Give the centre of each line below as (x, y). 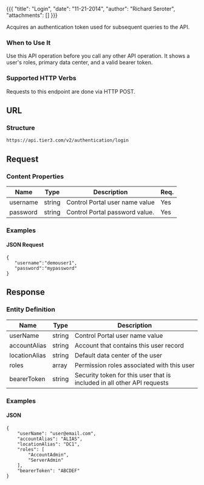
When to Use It (29, 43)
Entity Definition (31, 309)
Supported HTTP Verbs (42, 78)
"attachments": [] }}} (32, 15)
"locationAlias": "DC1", (49, 444)
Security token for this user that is (123, 375)
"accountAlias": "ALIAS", (50, 439)
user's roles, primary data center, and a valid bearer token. (80, 63)
